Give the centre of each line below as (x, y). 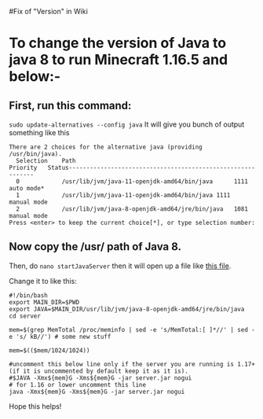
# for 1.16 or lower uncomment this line (78, 384)
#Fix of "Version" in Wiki (49, 11)
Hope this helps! (35, 406)
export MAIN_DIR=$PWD (44, 302)
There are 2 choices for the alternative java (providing (106, 147)
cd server (25, 316)
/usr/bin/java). (35, 154)
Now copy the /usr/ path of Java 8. (95, 247)
